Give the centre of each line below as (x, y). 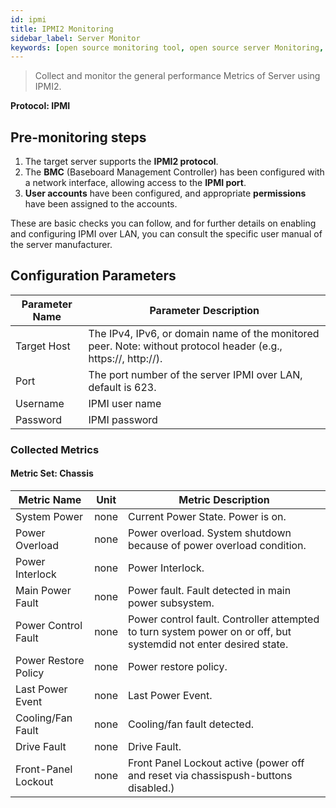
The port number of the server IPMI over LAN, (195, 374)
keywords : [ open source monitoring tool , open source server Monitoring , (167, 47)
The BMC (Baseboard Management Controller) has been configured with (174, 172)
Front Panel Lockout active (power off (216, 763)
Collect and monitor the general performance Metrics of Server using (177, 76)
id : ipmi (28, 19)
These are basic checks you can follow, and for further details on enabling (163, 223)
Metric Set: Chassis (52, 473)
